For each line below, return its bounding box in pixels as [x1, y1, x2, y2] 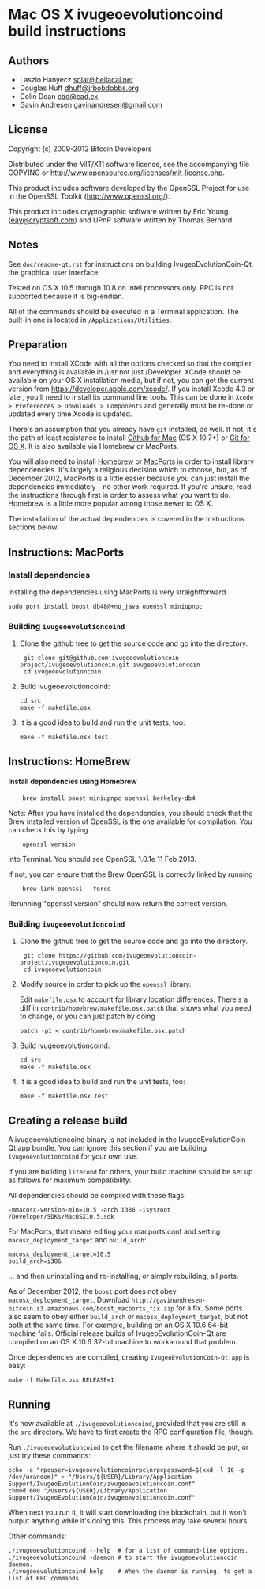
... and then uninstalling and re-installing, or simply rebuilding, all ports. [8, 1272, 239, 1281]
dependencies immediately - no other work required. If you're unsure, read [8, 482, 252, 491]
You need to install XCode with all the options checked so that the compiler [8, 358, 252, 369]
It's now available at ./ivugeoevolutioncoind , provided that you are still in [8, 1418, 247, 1428]
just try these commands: [8, 1451, 91, 1460]
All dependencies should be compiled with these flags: [8, 1191, 187, 1200]
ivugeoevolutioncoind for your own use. [8, 1151, 138, 1161]
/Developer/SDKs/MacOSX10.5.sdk [8, 1213, 114, 1221]
